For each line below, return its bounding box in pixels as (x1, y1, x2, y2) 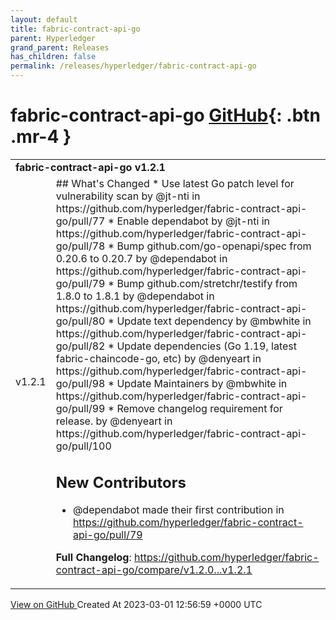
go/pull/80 (55, 314, 106, 328)
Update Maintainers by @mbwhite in (116, 376, 288, 390)
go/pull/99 (55, 401, 106, 415)
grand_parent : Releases (10, 42, 110, 53)
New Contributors (55, 472, 187, 492)
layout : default (10, 14, 78, 25)
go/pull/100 (55, 439, 112, 453)
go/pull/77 (55, 214, 106, 228)
